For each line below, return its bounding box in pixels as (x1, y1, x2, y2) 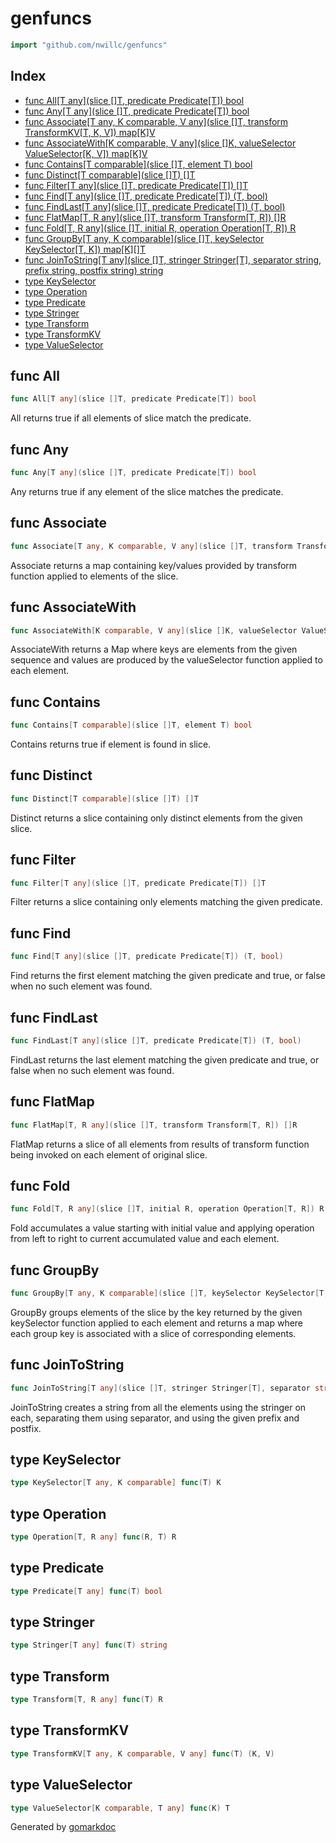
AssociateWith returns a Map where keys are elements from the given (10, 643, 298, 656)
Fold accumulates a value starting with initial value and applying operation (10, 1222, 315, 1234)
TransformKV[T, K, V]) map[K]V (24, 126, 156, 138)
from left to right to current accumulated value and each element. (10, 1233, 280, 1245)
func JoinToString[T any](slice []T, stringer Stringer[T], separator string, (24, 253, 322, 266)
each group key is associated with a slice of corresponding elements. (10, 1327, 297, 1339)
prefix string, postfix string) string (24, 264, 164, 276)
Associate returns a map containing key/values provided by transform (10, 559, 298, 571)
